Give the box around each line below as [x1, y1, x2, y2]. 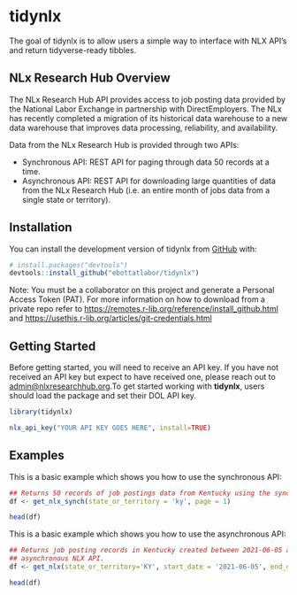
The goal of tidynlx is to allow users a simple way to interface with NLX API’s [9, 35, 287, 46]
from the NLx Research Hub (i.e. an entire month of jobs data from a [21, 184, 270, 196]
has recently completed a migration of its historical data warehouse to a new [9, 112, 288, 123]
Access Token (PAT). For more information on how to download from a [9, 294, 265, 305]
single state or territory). [21, 194, 111, 205]
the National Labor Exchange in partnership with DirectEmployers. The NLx [9, 104, 283, 114]
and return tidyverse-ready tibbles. [9, 44, 137, 55]
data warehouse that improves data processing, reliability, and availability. [9, 122, 278, 133]
